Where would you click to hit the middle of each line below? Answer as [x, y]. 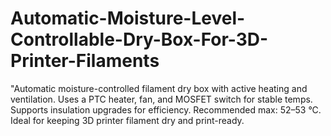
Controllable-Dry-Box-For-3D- [139, 39]
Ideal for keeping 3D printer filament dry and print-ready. [127, 120]
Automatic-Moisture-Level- [128, 18]
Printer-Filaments [85, 61]
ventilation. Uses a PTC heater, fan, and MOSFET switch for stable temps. [161, 99]
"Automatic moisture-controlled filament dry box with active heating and [159, 88]
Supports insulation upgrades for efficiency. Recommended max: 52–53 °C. [166, 109]
